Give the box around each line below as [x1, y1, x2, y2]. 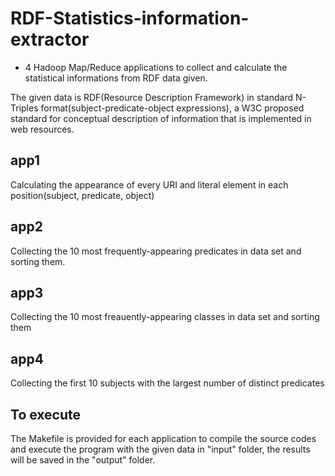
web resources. [10, 123, 75, 135]
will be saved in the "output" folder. [10, 454, 156, 466]
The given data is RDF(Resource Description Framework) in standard [10, 91, 293, 103]
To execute [10, 406, 82, 423]
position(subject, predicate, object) [10, 189, 155, 201]
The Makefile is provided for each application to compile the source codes [10, 433, 317, 444]
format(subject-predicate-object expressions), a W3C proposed [40, 102, 305, 114]
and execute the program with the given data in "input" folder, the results [10, 443, 311, 455]
